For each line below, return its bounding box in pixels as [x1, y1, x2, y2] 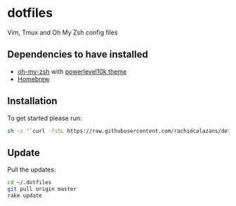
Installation [7, 95, 58, 107]
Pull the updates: [7, 165, 56, 174]
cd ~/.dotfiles [7, 179, 52, 186]
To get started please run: [7, 114, 82, 122]
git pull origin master [7, 186, 77, 193]
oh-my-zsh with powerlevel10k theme [17, 67, 127, 75]
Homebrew [17, 75, 50, 83]
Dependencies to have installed [7, 49, 149, 60]
